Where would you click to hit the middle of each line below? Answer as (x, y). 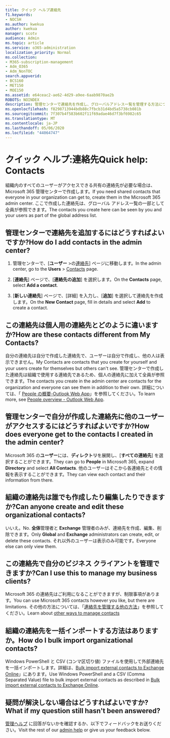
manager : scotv (21, 34)
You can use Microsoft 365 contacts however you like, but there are (84, 600)
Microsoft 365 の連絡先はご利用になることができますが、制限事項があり (80, 594)
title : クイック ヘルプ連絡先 (33, 10)
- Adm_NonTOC (19, 72)
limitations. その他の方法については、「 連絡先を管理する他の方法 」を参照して (84, 607)
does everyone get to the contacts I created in (79, 435)
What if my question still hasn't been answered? (83, 711)
